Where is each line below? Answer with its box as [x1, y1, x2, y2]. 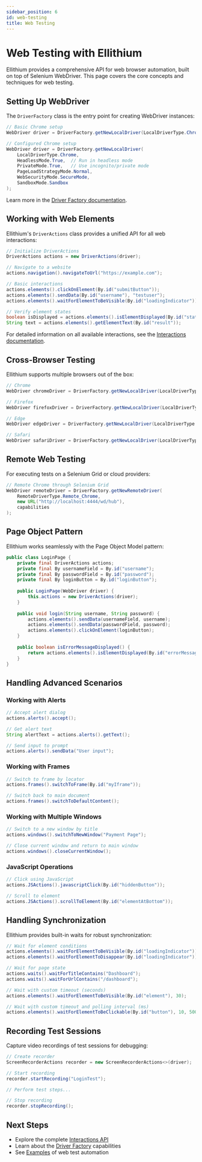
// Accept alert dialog [6, 710, 66, 716]
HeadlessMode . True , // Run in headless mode [17, 158, 133, 164]
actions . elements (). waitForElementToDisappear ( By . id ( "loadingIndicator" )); [6, 954, 200, 960]
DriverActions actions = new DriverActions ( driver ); [6, 254, 141, 260]
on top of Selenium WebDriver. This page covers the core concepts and [6, 72, 184, 80]
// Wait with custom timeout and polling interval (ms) [6, 1003, 149, 1010]
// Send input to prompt [6, 742, 69, 749]
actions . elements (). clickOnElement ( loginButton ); [28, 627, 155, 634]
